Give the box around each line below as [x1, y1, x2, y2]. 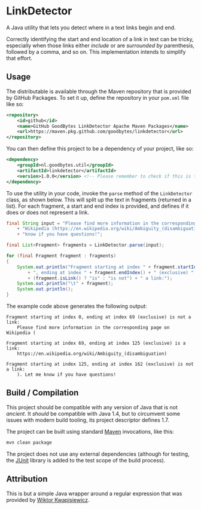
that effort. [6, 54, 33, 62]
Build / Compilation [6, 388, 79, 398]
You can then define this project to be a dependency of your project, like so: [6, 145, 194, 152]
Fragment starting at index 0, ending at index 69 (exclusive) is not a [6, 314, 191, 320]
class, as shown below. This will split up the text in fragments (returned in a [6, 196, 191, 203]
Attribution [6, 474, 48, 485]
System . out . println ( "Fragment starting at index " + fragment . [17, 264, 178, 270]
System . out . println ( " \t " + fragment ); [17, 281, 114, 287]
